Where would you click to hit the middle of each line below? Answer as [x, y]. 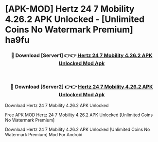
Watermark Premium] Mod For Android [44, 134]
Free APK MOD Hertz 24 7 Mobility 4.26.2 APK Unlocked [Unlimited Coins [79, 115]
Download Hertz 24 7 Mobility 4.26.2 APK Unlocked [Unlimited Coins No [78, 129]
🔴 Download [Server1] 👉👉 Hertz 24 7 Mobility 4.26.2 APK [82, 55]
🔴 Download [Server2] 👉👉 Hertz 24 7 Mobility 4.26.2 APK [82, 87]
